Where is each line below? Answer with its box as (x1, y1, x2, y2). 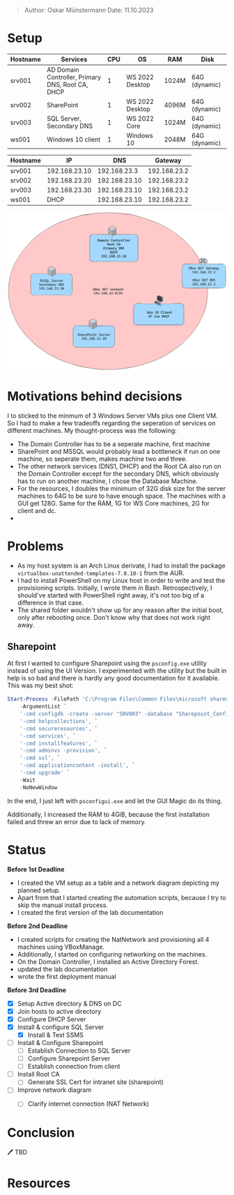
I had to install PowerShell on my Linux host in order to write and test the (17, 576, 226, 584)
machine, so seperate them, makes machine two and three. (17, 455, 188, 463)
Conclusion (7, 1125, 75, 1141)
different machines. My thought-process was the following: (7, 426, 178, 434)
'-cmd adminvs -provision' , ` (19, 747, 108, 754)
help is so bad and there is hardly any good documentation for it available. (7, 674, 220, 683)
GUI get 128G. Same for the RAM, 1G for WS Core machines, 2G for (17, 498, 210, 508)
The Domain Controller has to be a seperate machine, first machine (17, 439, 210, 448)
